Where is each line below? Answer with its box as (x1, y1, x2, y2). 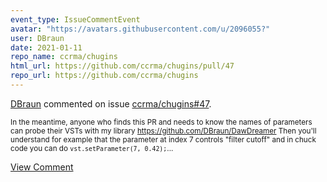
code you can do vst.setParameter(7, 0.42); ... (10, 143, 174, 153)
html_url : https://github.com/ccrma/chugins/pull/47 (10, 61, 235, 71)
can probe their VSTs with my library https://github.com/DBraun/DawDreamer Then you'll (10, 126, 317, 136)
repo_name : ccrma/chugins (10, 52, 118, 62)
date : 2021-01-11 (10, 42, 83, 53)
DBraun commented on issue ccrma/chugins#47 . (10, 97, 212, 110)
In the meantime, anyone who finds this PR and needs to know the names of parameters (10, 117, 313, 127)
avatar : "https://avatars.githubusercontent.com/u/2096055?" (10, 24, 271, 34)
